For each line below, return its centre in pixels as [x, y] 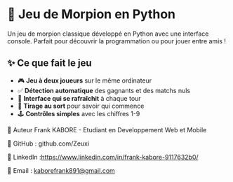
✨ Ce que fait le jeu [50, 63]
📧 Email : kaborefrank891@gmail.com [61, 170]
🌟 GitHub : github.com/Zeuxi [48, 143]
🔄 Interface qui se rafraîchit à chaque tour [79, 98]
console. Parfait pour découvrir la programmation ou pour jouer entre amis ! [117, 41]
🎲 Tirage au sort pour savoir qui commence [81, 106]
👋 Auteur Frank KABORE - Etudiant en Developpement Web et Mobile [107, 129]
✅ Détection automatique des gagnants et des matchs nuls [104, 90]
